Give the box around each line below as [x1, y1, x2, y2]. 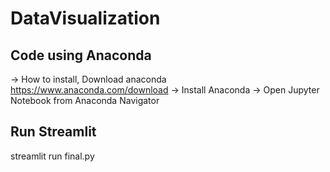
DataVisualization [10, 7, 161, 30]
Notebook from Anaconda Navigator [10, 95, 160, 106]
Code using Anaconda [10, 47, 152, 64]
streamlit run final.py [10, 150, 95, 162]
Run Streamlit [10, 123, 97, 141]
